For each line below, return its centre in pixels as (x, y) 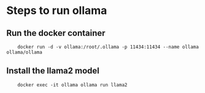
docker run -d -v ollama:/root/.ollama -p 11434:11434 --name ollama (108, 47)
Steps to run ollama (57, 11)
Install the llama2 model (53, 71)
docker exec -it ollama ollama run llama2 (72, 85)
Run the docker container (56, 33)
